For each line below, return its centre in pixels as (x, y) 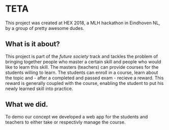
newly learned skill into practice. (39, 89)
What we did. (27, 104)
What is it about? (33, 44)
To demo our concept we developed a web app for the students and (77, 116)
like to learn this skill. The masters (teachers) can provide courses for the (82, 67)
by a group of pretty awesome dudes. (45, 28)
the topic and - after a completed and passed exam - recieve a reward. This (84, 78)
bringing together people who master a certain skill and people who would (83, 62)
